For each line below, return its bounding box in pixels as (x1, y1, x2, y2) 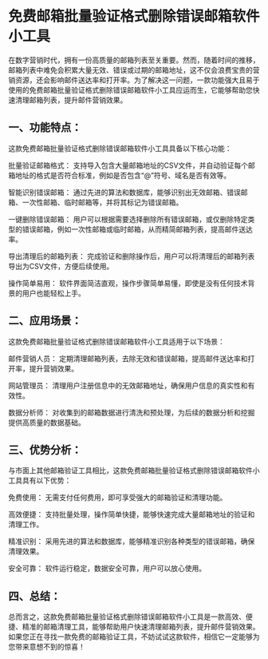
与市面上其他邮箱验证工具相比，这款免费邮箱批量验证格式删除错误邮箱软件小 (8, 466, 260, 475)
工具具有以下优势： (8, 476, 72, 486)
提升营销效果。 (29, 363, 78, 373)
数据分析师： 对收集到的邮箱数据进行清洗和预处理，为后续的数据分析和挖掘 (8, 407, 255, 417)
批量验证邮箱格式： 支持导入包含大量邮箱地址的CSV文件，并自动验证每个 (8, 161, 249, 170)
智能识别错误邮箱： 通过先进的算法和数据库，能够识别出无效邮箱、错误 (8, 187, 241, 197)
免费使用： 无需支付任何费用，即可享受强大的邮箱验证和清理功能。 (8, 493, 227, 502)
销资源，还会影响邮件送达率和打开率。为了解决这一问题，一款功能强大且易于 (8, 75, 260, 85)
